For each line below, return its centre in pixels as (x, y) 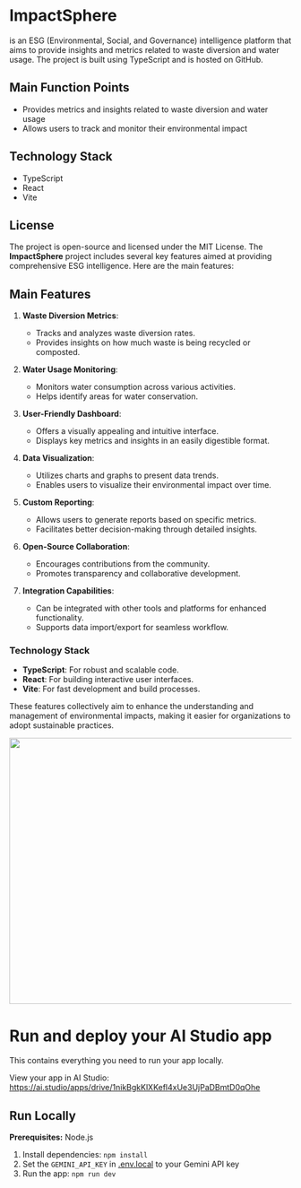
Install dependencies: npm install (85, 1155)
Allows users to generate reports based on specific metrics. (146, 520)
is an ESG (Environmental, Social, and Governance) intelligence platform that (150, 40)
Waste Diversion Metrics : (70, 316)
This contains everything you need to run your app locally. (116, 1061)
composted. (58, 352)
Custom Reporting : (58, 502)
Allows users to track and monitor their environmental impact (135, 128)
